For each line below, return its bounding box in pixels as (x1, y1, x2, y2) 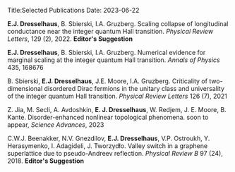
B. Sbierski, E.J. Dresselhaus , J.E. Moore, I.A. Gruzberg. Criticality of (7, 77, 208, 85)
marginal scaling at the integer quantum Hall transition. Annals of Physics (7, 56, 220, 64)
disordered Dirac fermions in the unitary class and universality (44, 85, 224, 92)
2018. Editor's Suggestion (7, 156, 85, 165)
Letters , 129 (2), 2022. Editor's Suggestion (7, 35, 133, 43)
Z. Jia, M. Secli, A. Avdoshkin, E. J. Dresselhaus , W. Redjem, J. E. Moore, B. (7, 106, 227, 113)
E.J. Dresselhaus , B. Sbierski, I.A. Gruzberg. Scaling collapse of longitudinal (7, 20, 229, 27)
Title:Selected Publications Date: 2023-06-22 (7, 6, 140, 14)
